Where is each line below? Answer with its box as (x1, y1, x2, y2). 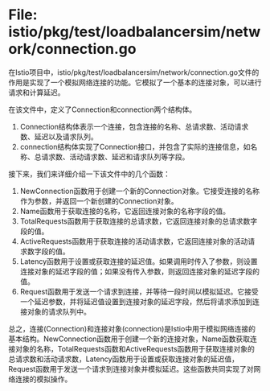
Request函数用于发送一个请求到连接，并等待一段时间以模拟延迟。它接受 (19, 286, 259, 296)
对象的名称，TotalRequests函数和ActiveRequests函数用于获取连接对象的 (14, 344, 256, 353)
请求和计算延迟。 (8, 87, 65, 97)
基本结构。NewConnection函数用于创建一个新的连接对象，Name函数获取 (8, 334, 251, 344)
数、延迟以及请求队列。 (19, 131, 98, 142)
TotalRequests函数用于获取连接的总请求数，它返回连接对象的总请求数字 (19, 216, 258, 226)
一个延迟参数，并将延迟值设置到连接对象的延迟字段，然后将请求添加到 (19, 296, 253, 307)
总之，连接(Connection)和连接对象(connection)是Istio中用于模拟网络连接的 (8, 323, 256, 333)
